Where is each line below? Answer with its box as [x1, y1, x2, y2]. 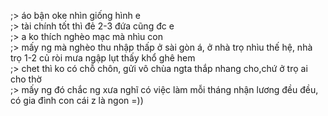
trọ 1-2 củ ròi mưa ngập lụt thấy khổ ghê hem [10, 52, 196, 64]
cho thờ [10, 73, 42, 85]
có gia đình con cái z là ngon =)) [10, 95, 144, 106]
